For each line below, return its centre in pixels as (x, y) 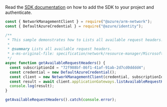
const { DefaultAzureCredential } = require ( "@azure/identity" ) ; (74, 26)
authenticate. (19, 12)
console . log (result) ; (32, 86)
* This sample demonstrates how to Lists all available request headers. (85, 40)
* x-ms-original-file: (31, 54)
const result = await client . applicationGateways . (63, 82)
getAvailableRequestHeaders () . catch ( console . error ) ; (61, 100)
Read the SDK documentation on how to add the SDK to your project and (80, 7)
